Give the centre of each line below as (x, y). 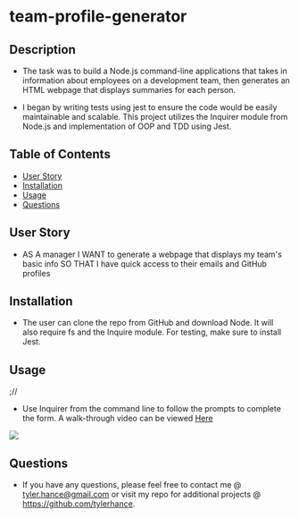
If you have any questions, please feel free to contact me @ (132, 485)
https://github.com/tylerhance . (79, 504)
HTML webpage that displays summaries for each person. (129, 90)
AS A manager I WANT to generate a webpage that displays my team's (152, 254)
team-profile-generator (98, 17)
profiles (36, 273)
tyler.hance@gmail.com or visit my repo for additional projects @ (141, 495)
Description (42, 50)
